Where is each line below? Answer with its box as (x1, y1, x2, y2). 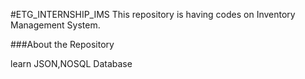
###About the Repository (10, 39, 115, 50)
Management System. (10, 19, 101, 31)
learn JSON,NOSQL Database (10, 58, 133, 69)
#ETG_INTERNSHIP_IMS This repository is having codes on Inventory (10, 9, 296, 20)
